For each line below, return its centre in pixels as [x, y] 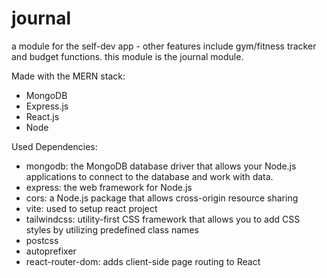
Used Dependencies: [54, 146]
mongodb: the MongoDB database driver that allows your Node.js [161, 166]
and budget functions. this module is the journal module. [127, 56]
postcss [42, 240]
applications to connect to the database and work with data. [149, 176]
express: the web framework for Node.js [109, 187]
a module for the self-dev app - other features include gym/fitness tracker [164, 46]
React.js [42, 116]
